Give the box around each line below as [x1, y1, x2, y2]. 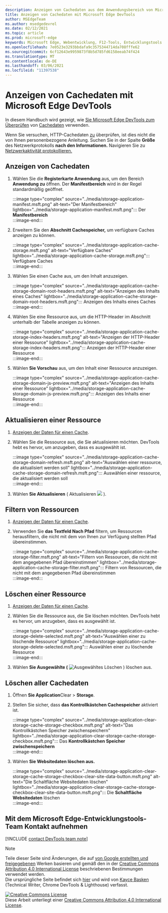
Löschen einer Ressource [5, 590, 86, 598]
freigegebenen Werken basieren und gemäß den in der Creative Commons [5, 860, 159, 866]
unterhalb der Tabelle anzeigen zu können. [12, 319, 101, 325]
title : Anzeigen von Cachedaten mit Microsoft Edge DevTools [5, 12, 135, 17]
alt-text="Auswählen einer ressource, [84, 459, 162, 465]
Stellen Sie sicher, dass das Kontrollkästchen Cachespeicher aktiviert [12, 702, 158, 708]
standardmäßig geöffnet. [12, 186, 64, 192]
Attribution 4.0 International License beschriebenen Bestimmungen [5, 865, 143, 872]
